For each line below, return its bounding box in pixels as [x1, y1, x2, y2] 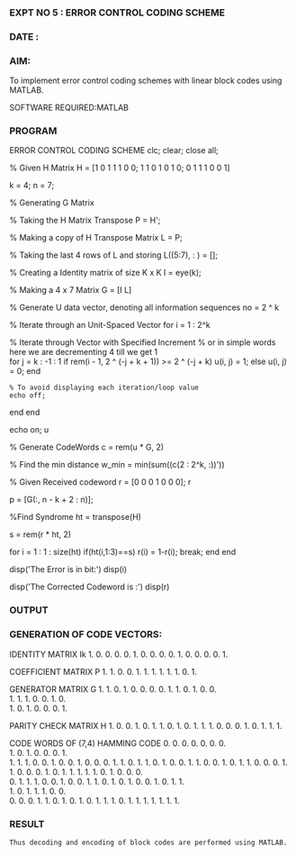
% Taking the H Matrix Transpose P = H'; [9, 214, 161, 226]
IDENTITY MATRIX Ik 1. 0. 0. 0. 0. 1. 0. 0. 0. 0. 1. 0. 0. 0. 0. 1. [9, 649, 229, 660]
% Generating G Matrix [9, 197, 94, 208]
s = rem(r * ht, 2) [9, 529, 72, 540]
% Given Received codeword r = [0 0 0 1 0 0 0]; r [9, 477, 192, 487]
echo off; [9, 391, 47, 400]
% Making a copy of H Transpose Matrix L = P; [9, 232, 183, 243]
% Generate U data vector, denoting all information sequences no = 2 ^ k [9, 302, 280, 313]
